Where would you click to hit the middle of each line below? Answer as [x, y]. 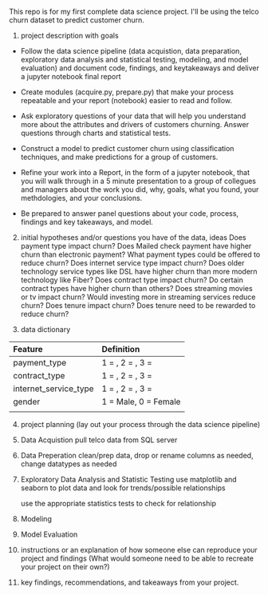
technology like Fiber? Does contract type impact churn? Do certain [132, 280]
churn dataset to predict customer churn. [77, 20]
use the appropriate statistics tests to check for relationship [118, 503]
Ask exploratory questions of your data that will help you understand [133, 116]
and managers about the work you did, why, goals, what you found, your [140, 190]
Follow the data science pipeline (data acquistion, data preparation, [131, 51]
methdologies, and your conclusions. [81, 198]
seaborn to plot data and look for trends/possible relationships [123, 488]
